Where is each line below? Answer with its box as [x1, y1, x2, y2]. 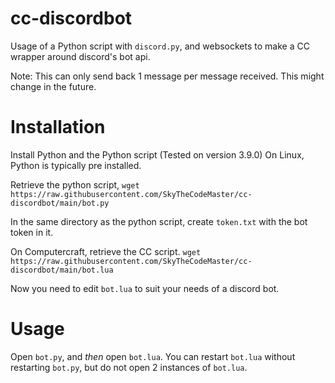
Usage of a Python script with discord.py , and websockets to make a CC [10, 40, 310, 52]
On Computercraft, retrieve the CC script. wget [10, 245, 202, 257]
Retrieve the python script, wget [10, 178, 140, 191]
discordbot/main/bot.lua [10, 265, 114, 275]
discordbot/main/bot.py [10, 198, 110, 208]
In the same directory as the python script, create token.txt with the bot [10, 215, 308, 227]
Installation [10, 116, 106, 139]
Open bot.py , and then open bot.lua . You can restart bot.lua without [10, 350, 296, 362]
